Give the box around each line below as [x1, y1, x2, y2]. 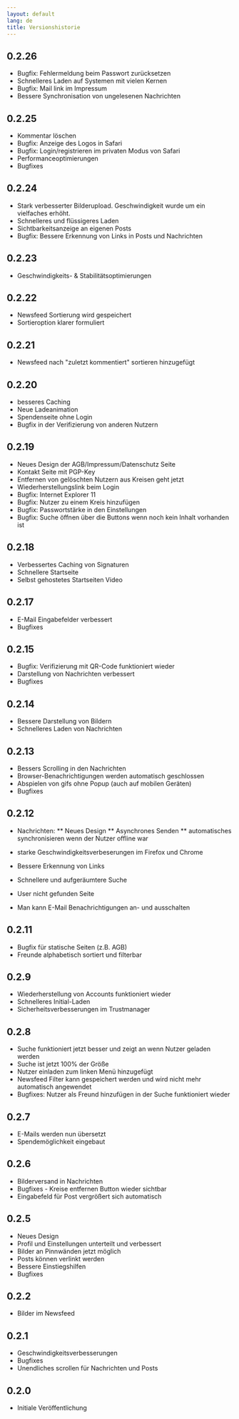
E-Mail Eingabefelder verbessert [16, 615, 113, 624]
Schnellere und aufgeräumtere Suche [16, 875, 128, 884]
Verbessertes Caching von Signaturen [16, 560, 129, 569]
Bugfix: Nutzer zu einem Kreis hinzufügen [16, 497, 141, 507]
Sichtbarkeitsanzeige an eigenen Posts [16, 224, 132, 233]
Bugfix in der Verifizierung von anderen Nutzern [16, 420, 158, 429]
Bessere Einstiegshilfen [16, 1262, 86, 1271]
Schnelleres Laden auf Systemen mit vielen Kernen [16, 76, 167, 86]
